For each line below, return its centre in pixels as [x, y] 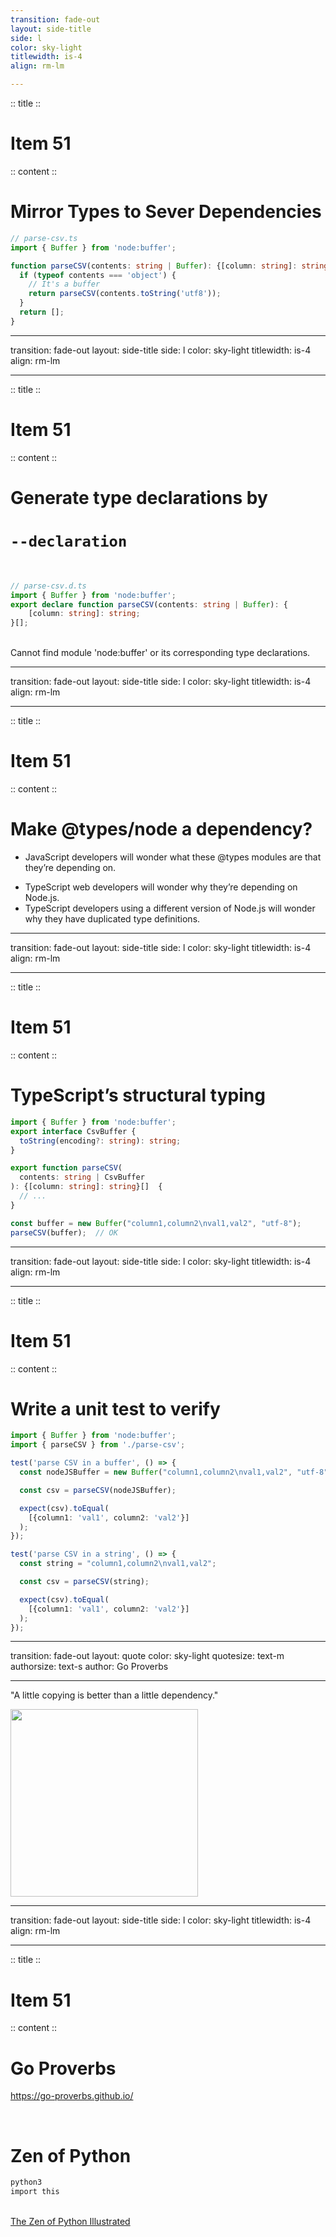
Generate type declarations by [139, 497]
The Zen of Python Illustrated [70, 2221]
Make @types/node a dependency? [161, 829]
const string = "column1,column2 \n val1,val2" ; [118, 1564]
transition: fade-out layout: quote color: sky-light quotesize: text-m [147, 1656]
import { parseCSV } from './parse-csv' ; [98, 1445]
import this [35, 2192]
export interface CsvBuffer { [73, 1131]
